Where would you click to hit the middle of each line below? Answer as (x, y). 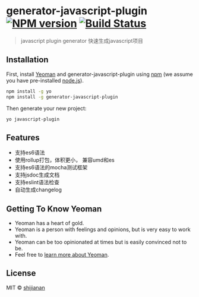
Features (23, 138)
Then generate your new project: (46, 108)
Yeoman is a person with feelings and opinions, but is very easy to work (103, 229)
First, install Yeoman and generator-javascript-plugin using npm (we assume (99, 74)
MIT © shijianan (26, 287)
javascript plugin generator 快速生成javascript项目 (82, 40)
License (21, 274)
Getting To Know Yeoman (54, 209)
